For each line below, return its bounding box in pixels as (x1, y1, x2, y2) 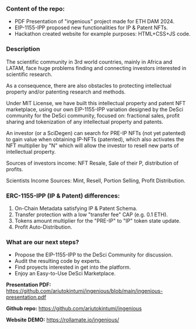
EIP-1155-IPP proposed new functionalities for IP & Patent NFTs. (14, 24, 169, 31)
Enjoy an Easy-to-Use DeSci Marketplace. (14, 270, 116, 277)
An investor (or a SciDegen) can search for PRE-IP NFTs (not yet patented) (6, 129, 186, 136)
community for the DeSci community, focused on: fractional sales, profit (6, 112, 180, 119)
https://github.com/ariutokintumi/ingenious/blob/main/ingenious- (6, 288, 163, 295)
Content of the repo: (6, 5, 66, 13)
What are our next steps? (6, 238, 80, 246)
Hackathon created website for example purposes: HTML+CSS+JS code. (14, 30, 191, 37)
